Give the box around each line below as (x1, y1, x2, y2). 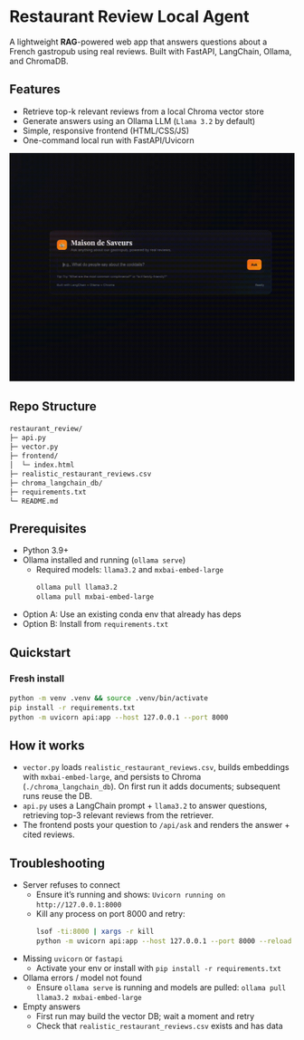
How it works (9, 737, 85, 753)
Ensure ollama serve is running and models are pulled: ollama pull (35, 981, 287, 993)
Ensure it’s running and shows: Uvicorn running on (35, 890, 226, 900)
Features (9, 82, 61, 97)
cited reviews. (22, 829, 75, 840)
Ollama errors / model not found (22, 972, 143, 983)
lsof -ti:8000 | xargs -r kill (35, 927, 155, 937)
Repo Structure (9, 399, 97, 414)
